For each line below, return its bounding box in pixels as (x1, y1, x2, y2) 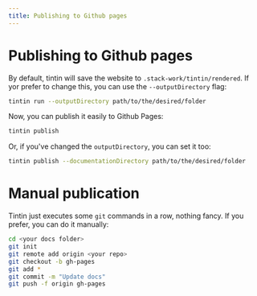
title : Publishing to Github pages (8, 11, 128, 20)
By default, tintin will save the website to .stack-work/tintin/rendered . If (8, 73, 249, 83)
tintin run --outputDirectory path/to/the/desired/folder (8, 97, 206, 105)
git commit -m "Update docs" (8, 273, 106, 281)
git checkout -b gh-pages (8, 257, 95, 265)
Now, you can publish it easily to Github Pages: (8, 112, 164, 121)
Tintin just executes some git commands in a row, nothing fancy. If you (8, 211, 244, 221)
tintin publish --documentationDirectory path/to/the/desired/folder (8, 158, 247, 166)
